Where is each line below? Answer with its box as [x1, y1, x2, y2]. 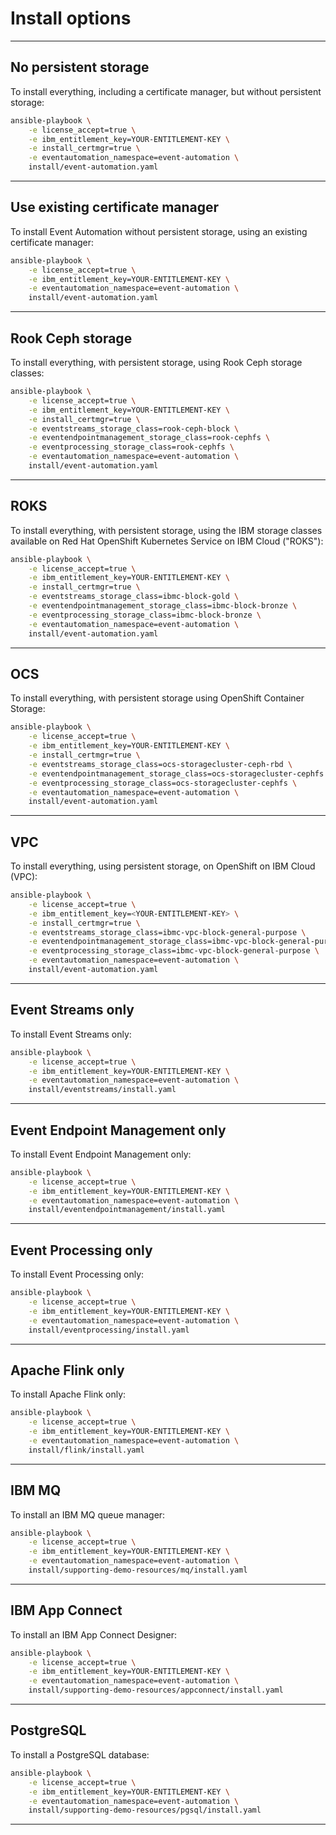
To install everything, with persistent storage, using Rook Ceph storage [10, 357, 303, 368]
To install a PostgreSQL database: [10, 1748, 150, 1761]
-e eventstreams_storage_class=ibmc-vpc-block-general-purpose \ [28, 927, 307, 937]
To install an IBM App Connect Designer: [10, 1628, 178, 1641]
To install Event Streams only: [10, 1028, 132, 1040]
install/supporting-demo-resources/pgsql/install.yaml [28, 1805, 262, 1816]
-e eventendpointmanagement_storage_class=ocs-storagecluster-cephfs [28, 768, 325, 779]
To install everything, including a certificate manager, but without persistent [10, 85, 322, 97]
